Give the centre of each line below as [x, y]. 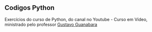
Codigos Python [29, 8]
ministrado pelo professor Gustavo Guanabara [51, 24]
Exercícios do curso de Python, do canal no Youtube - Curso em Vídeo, [76, 19]
